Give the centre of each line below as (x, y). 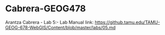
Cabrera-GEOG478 (46, 9)
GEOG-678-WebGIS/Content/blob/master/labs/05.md (60, 27)
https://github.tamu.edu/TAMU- (127, 22)
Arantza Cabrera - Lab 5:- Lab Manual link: (50, 22)
